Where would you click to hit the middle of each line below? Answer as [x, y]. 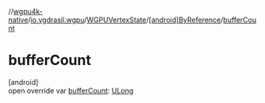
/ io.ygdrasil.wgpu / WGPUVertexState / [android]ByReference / [125, 20]
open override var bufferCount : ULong [71, 90]
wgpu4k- [28, 11]
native [18, 20]
